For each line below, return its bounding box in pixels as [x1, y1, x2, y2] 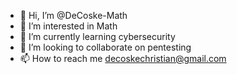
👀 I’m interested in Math [19, 20, 118, 32]
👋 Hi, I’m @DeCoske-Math [19, 10, 128, 21]
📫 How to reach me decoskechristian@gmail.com [19, 53, 227, 64]
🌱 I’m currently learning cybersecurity [19, 31, 176, 42]
